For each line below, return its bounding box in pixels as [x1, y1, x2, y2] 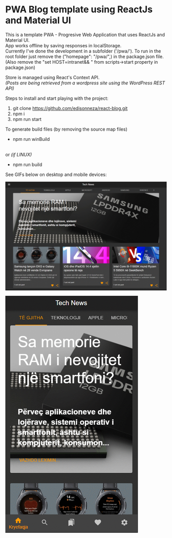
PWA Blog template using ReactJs [5, 4, 153, 15]
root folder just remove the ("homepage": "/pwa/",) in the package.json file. [5, 53, 164, 60]
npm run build [12, 161, 42, 168]
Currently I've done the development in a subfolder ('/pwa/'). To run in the [5, 48, 161, 54]
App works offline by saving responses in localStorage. [5, 42, 122, 48]
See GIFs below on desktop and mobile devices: [5, 171, 107, 177]
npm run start [12, 116, 42, 122]
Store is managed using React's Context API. [5, 74, 100, 80]
